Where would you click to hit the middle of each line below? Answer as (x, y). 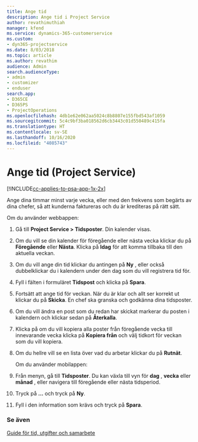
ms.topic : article (29, 55)
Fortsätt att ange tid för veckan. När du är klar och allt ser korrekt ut (97, 293)
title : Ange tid (27, 11)
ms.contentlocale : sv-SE (37, 132)
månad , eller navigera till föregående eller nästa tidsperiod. (88, 382)
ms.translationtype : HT (36, 127)
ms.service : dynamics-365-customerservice (60, 34)
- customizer (23, 83)
